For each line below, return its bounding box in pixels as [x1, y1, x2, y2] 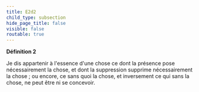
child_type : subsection [6, 15, 66, 21]
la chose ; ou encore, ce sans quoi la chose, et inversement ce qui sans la [6, 73, 190, 80]
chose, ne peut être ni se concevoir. [6, 79, 95, 87]
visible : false [6, 25, 45, 32]
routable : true [6, 31, 45, 38]
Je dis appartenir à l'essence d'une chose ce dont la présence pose [6, 60, 175, 67]
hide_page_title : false [6, 20, 66, 26]
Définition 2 [6, 48, 36, 55]
